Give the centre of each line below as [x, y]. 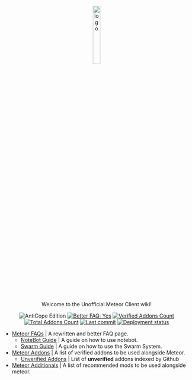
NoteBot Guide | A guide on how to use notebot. [79, 340]
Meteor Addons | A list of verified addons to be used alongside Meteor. [98, 353]
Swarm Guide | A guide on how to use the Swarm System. [91, 346]
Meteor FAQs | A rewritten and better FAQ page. [70, 334]
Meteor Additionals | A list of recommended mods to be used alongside [99, 365]
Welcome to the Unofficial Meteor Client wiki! [97, 304]
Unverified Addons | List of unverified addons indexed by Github [100, 359]
